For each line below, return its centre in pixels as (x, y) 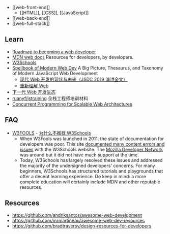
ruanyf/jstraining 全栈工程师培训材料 (50, 98)
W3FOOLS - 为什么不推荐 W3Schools (51, 133)
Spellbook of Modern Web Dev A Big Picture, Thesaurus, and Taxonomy (88, 68)
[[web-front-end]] (31, 7)
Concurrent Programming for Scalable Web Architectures (72, 104)
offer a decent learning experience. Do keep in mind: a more (83, 176)
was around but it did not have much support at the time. (79, 155)
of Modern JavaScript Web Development (55, 73)
